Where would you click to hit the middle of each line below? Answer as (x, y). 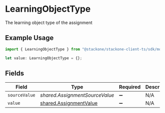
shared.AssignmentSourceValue (77, 95)
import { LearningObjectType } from (42, 49)
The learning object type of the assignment (49, 23)
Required (130, 87)
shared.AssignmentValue (69, 103)
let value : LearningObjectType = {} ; (44, 58)
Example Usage (29, 38)
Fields (15, 73)
